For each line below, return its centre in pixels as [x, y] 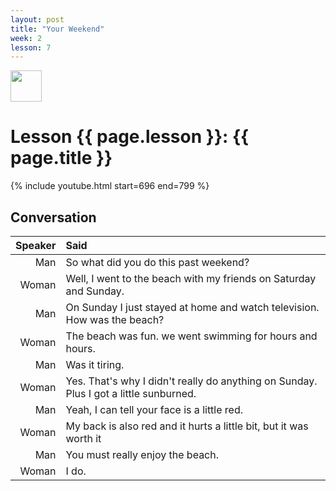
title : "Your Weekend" [57, 29]
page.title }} [61, 158]
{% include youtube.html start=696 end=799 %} [110, 186]
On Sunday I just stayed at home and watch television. [192, 307]
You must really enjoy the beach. [142, 454]
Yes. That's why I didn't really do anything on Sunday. [191, 381]
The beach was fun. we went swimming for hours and [191, 336]
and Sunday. [95, 291]
